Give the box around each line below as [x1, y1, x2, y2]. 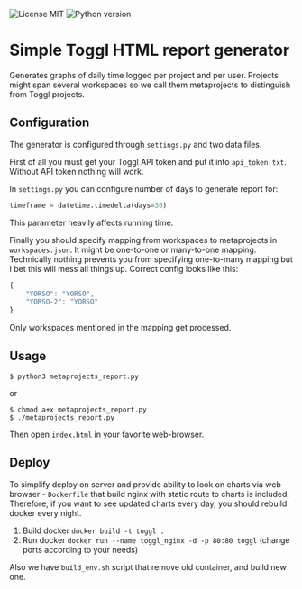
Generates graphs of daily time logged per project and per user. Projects [9, 69, 279, 80]
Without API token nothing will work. [9, 166, 144, 177]
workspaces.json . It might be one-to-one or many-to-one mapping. [9, 244, 257, 255]
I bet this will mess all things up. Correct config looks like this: [9, 263, 239, 274]
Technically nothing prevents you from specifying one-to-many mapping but [9, 253, 293, 265]
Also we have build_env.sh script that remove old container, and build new [9, 561, 287, 572]
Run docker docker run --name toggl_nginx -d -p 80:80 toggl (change [22, 534, 290, 545]
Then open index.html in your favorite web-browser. [9, 429, 205, 439]
